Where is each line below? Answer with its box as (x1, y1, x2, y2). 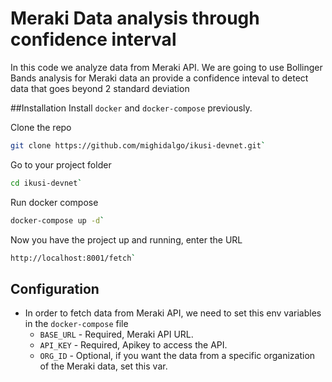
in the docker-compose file (24, 318, 129, 330)
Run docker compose (10, 196, 99, 208)
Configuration (10, 280, 100, 297)
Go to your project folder (10, 158, 112, 171)
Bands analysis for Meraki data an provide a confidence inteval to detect (10, 72, 309, 84)
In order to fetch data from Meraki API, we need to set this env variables (24, 307, 322, 319)
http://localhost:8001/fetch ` (10, 253, 137, 263)
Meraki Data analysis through (10, 7, 260, 30)
